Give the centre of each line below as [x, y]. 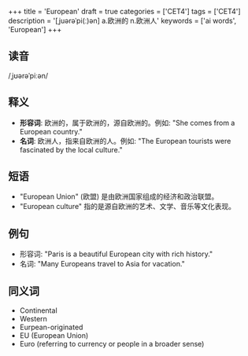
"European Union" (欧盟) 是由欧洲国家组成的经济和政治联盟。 [119, 196]
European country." [51, 131]
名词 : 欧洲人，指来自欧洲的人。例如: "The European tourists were [125, 141]
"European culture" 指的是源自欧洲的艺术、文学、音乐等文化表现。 [128, 207]
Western [33, 319]
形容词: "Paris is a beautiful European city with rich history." [116, 254]
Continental [38, 310]
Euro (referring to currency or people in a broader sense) [112, 344]
